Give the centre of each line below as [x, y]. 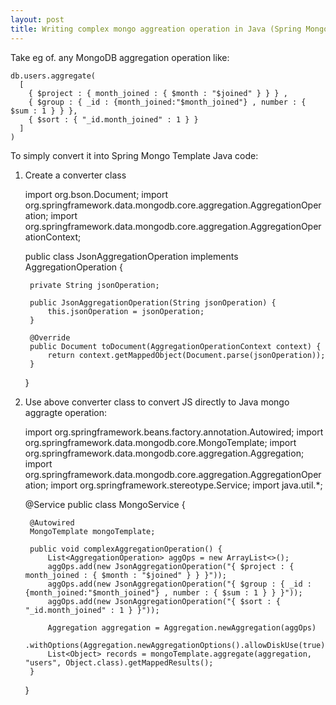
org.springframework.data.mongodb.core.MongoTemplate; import [160, 442]
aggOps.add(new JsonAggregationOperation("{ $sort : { [164, 601]
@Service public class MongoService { [105, 504]
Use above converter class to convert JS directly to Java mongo [157, 402]
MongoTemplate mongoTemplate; [92, 531]
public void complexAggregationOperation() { [126, 549]
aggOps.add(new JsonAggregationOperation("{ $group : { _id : [179, 584]
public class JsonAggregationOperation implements [131, 256]
